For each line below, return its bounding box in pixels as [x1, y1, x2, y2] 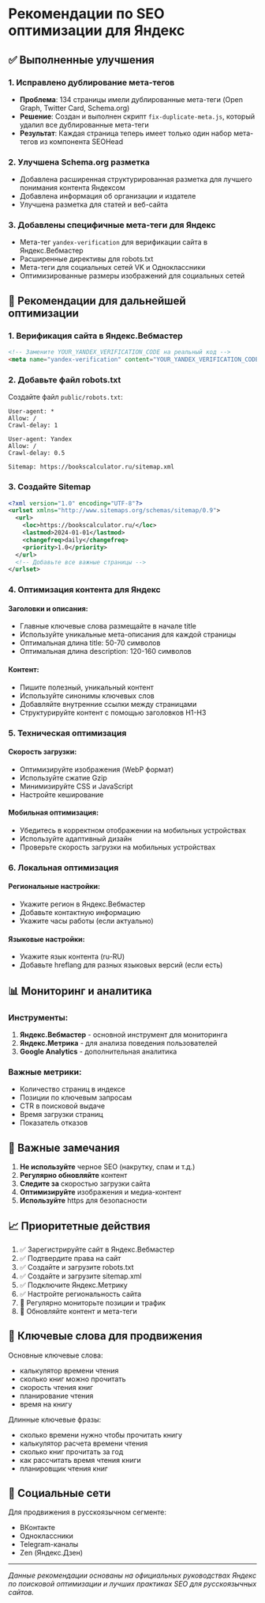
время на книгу [19, 1399, 73, 1409]
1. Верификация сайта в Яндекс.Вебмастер [8, 330, 183, 341]
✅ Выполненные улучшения [8, 53, 155, 66]
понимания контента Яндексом [19, 183, 125, 192]
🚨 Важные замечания [8, 1141, 120, 1154]
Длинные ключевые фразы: [8, 1415, 102, 1424]
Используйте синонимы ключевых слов [19, 690, 155, 701]
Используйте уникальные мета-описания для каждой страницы [19, 630, 237, 640]
